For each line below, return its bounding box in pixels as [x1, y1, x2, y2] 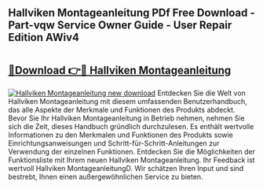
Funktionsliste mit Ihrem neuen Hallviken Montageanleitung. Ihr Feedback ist [8, 155, 255, 165]
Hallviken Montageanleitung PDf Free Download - [8, 6, 255, 20]
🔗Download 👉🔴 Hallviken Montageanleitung [8, 63, 232, 77]
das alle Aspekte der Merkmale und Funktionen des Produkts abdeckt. [8, 106, 236, 114]
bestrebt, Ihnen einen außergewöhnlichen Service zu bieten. [8, 172, 203, 181]
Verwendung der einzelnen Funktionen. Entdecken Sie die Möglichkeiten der [8, 147, 255, 156]
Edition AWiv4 [8, 31, 80, 44]
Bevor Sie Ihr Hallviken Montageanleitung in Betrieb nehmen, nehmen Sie [8, 113, 245, 123]
